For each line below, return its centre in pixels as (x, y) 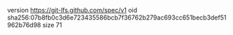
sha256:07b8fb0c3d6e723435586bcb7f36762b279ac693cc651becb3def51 (117, 17)
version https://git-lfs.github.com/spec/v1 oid (72, 10)
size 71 (52, 25)
